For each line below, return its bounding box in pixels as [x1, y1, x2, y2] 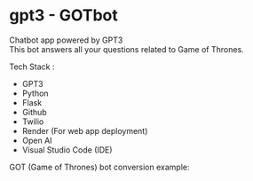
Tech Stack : [9, 61, 55, 72]
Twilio [21, 116, 44, 127]
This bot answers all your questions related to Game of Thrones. [9, 43, 244, 54]
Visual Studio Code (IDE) [21, 144, 113, 155]
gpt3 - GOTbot [9, 5, 118, 26]
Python [21, 88, 49, 98]
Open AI [21, 135, 52, 146]
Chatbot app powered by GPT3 [9, 35, 123, 45]
